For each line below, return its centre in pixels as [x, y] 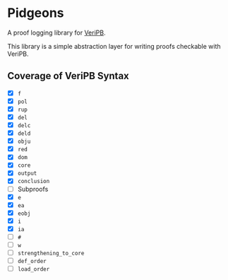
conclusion [34, 182]
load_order [34, 269]
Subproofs [33, 189]
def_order [32, 262]
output [27, 174]
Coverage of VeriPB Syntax [68, 76]
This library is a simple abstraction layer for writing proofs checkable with [114, 46]
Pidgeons [36, 13]
